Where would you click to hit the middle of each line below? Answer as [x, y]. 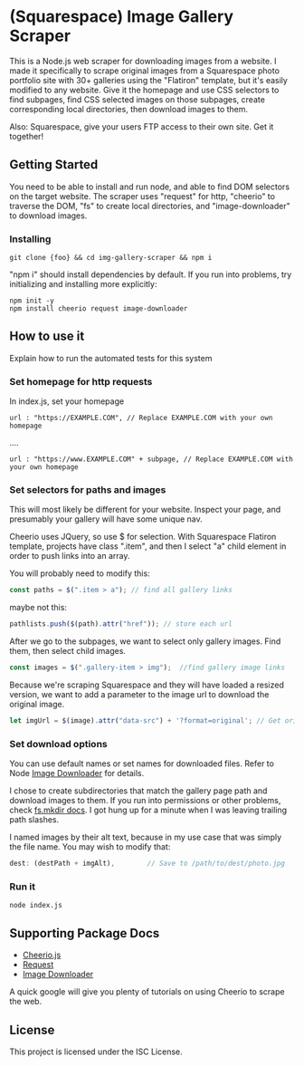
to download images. [48, 216]
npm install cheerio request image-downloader [99, 309]
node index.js [36, 906]
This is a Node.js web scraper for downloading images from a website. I [143, 61]
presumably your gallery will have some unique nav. [106, 519]
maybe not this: [38, 608]
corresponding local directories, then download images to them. [129, 109]
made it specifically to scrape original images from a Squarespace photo [145, 71]
